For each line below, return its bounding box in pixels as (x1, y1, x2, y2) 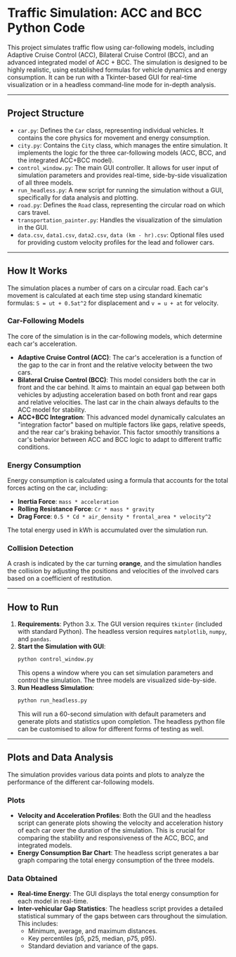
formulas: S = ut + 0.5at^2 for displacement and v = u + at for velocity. (7, 299, 219, 307)
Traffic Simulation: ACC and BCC (7, 5, 202, 21)
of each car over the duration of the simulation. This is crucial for (17, 826, 206, 835)
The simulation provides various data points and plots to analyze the (7, 770, 205, 779)
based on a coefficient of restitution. (7, 574, 112, 582)
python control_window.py (17, 656, 93, 663)
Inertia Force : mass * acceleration (17, 497, 119, 506)
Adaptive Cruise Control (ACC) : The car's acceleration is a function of (17, 353, 223, 361)
